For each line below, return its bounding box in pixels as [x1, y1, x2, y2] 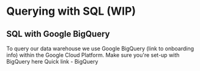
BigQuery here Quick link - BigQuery [6, 58, 98, 65]
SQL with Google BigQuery [6, 29, 110, 39]
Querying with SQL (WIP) [6, 4, 136, 18]
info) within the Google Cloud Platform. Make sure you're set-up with [6, 51, 180, 59]
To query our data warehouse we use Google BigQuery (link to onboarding [6, 45, 194, 52]
